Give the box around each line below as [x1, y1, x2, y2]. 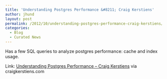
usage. [5, 53, 19, 59]
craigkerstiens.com [5, 68, 45, 74]
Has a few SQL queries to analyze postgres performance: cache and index [5, 48, 158, 54]
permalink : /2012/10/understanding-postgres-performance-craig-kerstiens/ [5, 21, 164, 26]
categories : [5, 26, 30, 31]
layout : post [5, 16, 32, 21]
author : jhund [5, 12, 35, 17]
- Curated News [9, 35, 41, 40]
